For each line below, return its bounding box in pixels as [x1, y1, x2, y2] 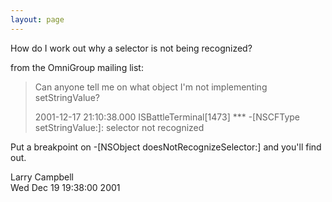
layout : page [10, 14, 65, 25]
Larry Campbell [10, 171, 75, 183]
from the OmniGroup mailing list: [10, 61, 144, 73]
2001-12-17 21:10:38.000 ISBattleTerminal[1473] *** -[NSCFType [34, 111, 300, 123]
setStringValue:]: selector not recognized [34, 121, 205, 133]
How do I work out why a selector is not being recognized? [10, 42, 253, 54]
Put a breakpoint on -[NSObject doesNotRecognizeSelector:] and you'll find [10, 141, 322, 153]
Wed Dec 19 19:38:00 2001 [10, 181, 121, 193]
